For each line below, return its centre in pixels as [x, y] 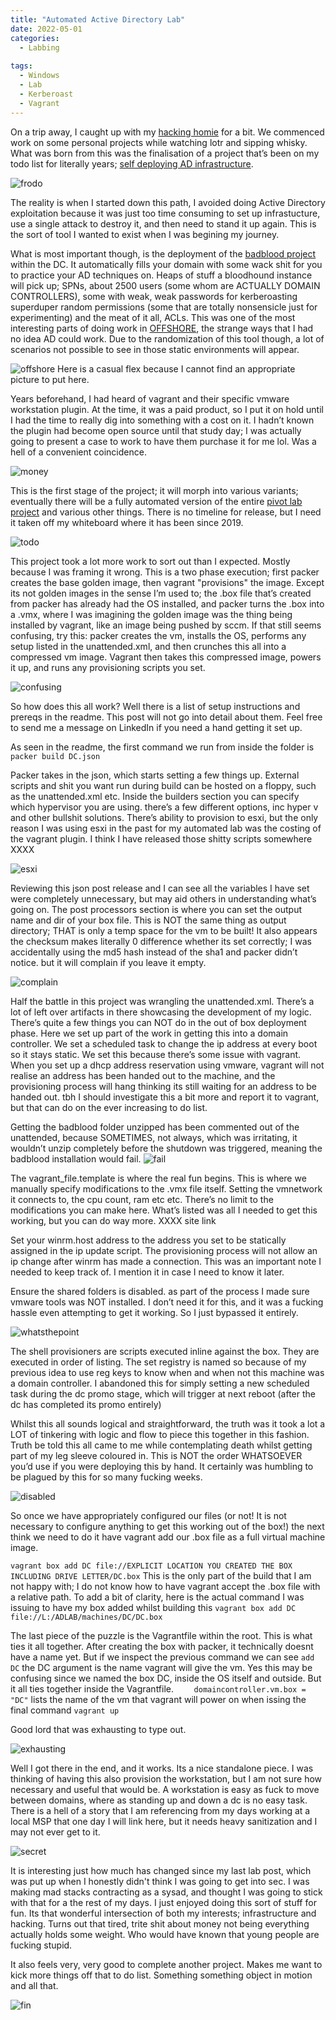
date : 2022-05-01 [46, 29]
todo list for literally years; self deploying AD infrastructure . [132, 163]
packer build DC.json [55, 756]
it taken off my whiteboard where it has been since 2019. [127, 522]
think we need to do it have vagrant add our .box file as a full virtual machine [168, 1537]
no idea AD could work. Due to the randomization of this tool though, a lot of [167, 338]
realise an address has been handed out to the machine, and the [143, 1075]
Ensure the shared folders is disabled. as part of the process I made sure [160, 1291]
